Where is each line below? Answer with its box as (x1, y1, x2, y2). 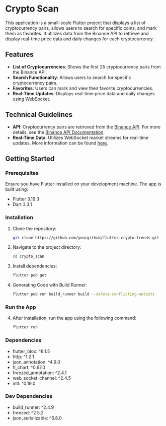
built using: (5, 186, 29, 192)
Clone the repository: (12, 225, 57, 232)
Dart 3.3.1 (12, 201, 32, 207)
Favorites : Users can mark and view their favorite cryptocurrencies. (12, 85, 153, 91)
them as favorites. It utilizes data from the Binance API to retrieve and (5, 30, 149, 36)
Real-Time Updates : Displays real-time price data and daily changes (12, 90, 155, 96)
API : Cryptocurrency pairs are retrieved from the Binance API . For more (12, 124, 161, 130)
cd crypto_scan (12, 254, 45, 259)
